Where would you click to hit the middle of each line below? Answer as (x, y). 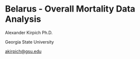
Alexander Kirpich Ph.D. (29, 32)
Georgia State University (30, 42)
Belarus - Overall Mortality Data (70, 9)
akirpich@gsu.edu (23, 51)
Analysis (23, 19)
